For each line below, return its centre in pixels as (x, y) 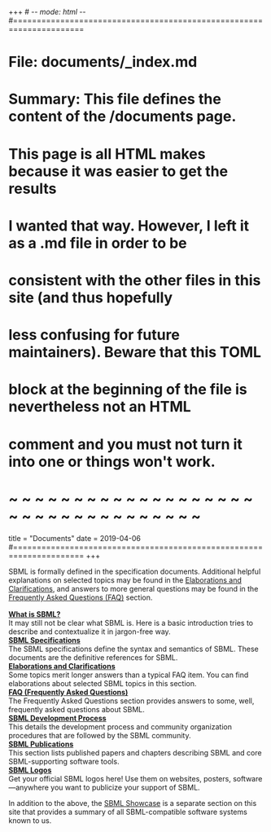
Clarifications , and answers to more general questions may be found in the (133, 589)
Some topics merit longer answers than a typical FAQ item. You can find (129, 675)
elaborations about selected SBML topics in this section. (103, 684)
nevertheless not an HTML (100, 407)
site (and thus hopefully (91, 297)
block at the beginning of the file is (128, 390)
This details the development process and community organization (120, 727)
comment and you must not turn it (125, 444)
